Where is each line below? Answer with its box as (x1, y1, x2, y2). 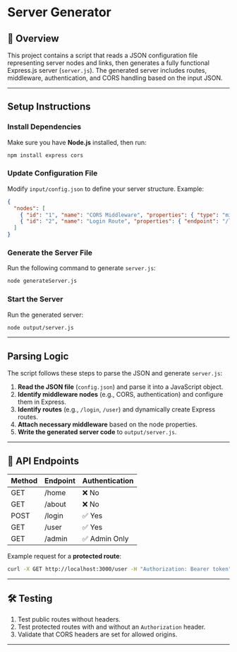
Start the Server (7, 294, 63, 304)
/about (44, 499, 67, 509)
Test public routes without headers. (17, 615, 121, 623)
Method (11, 476, 38, 486)
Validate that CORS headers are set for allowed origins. (17, 630, 178, 639)
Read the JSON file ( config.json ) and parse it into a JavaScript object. (17, 383, 224, 391)
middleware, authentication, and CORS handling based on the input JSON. (7, 74, 224, 82)
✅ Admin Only (82, 534, 129, 544)
